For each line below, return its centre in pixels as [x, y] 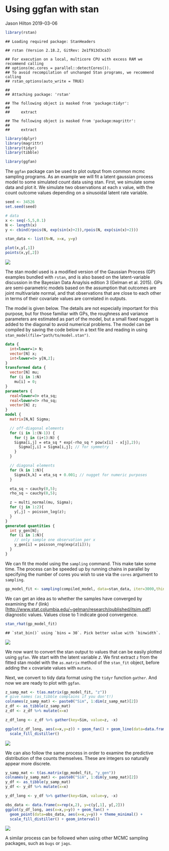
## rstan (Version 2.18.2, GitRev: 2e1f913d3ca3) [58, 50]
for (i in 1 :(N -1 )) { [32, 433]
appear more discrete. [28, 763]
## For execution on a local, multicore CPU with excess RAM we [74, 59]
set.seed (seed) [21, 207]
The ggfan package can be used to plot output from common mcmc [75, 171]
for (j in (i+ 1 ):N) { [37, 438]
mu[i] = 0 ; [26, 382]
